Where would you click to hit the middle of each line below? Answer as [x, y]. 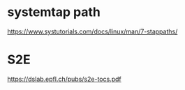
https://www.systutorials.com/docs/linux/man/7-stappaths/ [92, 31]
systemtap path [54, 12]
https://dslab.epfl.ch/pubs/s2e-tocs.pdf [64, 79]
